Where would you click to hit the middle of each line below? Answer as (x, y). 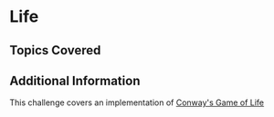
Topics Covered (55, 50)
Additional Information (75, 80)
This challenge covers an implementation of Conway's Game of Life (137, 102)
